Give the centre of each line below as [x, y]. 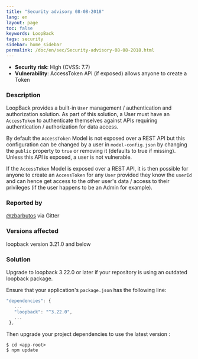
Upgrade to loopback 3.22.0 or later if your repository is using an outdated [97, 272]
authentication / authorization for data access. [62, 127]
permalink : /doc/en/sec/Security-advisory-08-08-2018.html [80, 50]
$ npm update [22, 350]
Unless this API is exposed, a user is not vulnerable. [69, 157]
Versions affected [33, 231]
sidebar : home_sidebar [34, 45]
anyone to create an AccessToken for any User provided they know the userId [99, 175]
